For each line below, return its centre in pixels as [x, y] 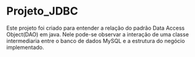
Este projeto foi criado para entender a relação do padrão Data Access [96, 28]
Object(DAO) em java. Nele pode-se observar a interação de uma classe [97, 34]
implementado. [25, 47]
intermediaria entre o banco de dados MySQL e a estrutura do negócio [96, 41]
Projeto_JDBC [42, 11]
